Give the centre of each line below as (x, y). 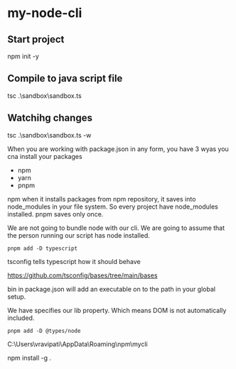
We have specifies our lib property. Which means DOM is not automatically (117, 310)
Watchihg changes (50, 118)
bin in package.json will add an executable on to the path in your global (111, 289)
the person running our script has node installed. (79, 235)
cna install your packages (45, 156)
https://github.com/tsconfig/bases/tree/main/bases (82, 275)
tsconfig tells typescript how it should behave (74, 261)
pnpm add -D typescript (43, 248)
